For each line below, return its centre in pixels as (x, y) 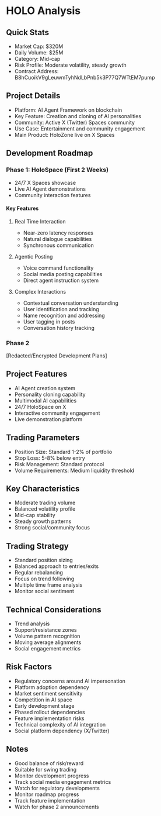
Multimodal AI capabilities (45, 400)
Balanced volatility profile (45, 509)
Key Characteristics (43, 489)
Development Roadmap (50, 153)
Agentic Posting (34, 256)
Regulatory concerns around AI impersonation (70, 681)
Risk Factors (29, 667)
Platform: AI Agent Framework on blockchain (68, 110)
